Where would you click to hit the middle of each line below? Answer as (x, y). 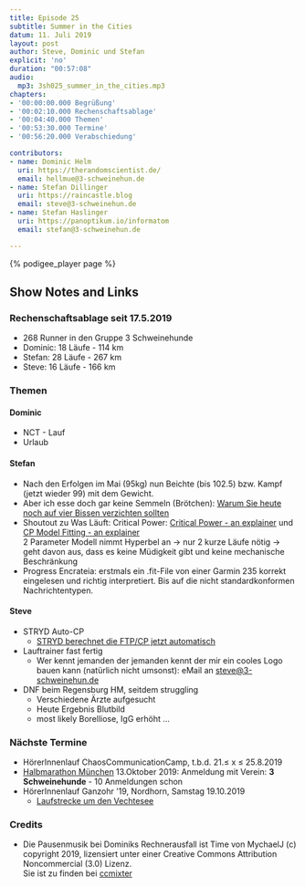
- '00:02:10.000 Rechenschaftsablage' (83, 111)
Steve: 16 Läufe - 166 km (69, 367)
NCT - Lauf (44, 433)
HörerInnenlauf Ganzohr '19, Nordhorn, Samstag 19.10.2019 (134, 791)
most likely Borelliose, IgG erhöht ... (103, 718)
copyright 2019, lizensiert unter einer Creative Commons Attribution (150, 854)
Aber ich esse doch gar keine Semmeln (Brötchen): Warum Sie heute (152, 503)
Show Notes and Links (74, 292)
